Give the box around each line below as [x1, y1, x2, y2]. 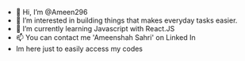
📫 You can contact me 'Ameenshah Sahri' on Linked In [15, 33, 196, 42]
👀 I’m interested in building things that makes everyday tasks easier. [15, 16, 238, 25]
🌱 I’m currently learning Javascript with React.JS [15, 24, 175, 33]
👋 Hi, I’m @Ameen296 [15, 8, 88, 16]
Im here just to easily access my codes [15, 44, 144, 53]
